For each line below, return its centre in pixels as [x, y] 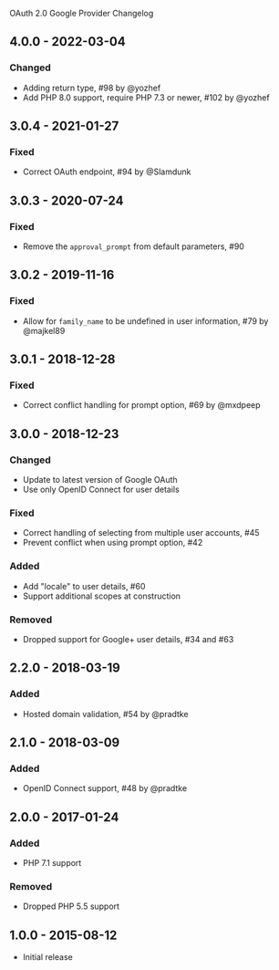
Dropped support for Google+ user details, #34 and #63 [128, 640]
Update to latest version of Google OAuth [100, 480]
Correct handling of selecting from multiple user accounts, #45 [141, 533]
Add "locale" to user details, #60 [84, 586]
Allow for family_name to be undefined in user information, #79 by [145, 321]
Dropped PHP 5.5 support [71, 906]
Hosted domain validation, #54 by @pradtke [105, 714]
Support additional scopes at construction [101, 596]
